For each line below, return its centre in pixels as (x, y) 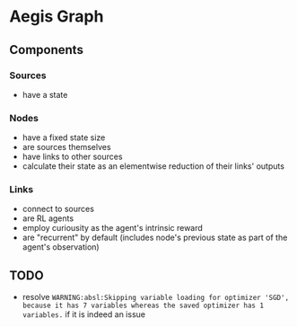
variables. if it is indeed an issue (84, 314)
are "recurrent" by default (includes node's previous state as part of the (155, 238)
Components (46, 50)
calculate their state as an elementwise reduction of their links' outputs (153, 166)
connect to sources (58, 209)
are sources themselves (66, 147)
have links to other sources (72, 157)
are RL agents (48, 218)
